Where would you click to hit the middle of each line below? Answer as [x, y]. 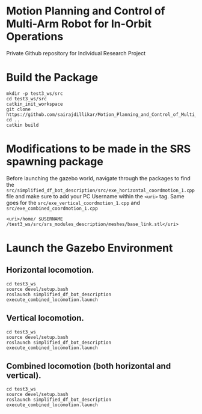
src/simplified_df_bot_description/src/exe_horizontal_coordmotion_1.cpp [101, 190]
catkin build [23, 125]
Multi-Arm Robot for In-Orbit [79, 24]
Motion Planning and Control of [86, 11]
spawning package [55, 162]
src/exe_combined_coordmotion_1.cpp [52, 209]
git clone [19, 109]
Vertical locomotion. [45, 318]
